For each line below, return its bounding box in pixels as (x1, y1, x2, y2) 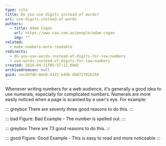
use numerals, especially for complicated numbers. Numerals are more (5, 91, 151, 97)
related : (5, 40, 23, 45)
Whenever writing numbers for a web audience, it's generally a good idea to (5, 86, 162, 92)
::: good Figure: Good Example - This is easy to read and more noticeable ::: (5, 135, 161, 141)
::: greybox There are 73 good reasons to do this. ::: (5, 125, 111, 131)
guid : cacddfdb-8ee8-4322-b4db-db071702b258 (5, 72, 99, 77)
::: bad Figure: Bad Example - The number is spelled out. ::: (5, 116, 126, 122)
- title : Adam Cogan (9, 26, 52, 31)
